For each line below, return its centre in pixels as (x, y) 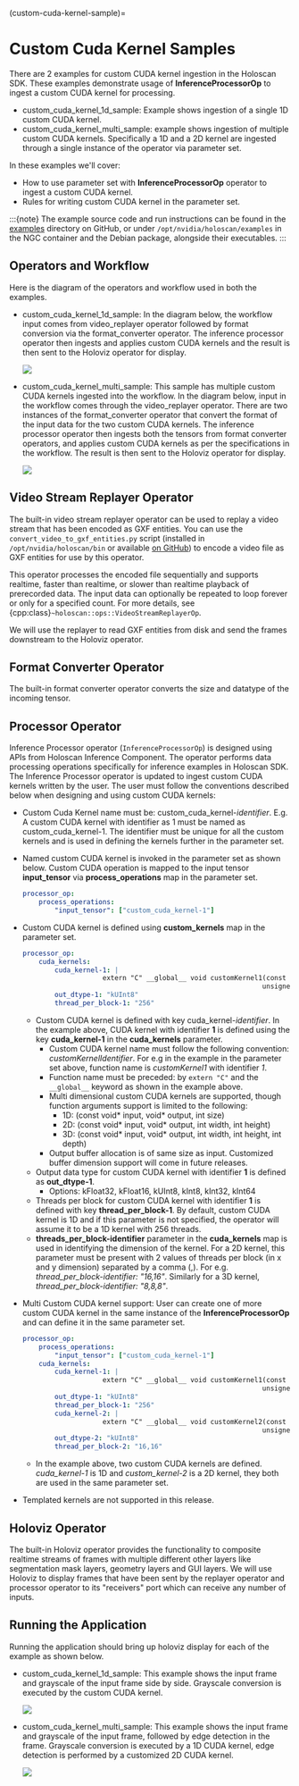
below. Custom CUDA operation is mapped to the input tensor (136, 868)
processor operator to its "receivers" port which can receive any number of (148, 1588)
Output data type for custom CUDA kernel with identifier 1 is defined (161, 1172)
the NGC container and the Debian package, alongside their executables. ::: (148, 238)
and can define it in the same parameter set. (104, 1322)
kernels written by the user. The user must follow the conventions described (149, 786)
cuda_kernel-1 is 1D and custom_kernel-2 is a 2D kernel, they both (157, 1473)
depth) (75, 1144)
